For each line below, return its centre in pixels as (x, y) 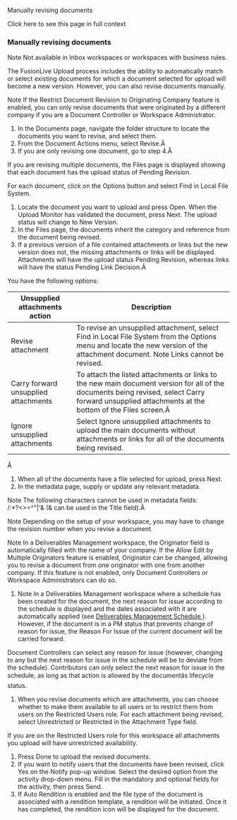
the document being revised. (59, 237)
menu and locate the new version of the (142, 345)
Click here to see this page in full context (67, 24)
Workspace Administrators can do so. (62, 580)
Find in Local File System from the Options (147, 337)
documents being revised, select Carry (141, 393)
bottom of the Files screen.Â (123, 410)
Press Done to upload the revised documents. (84, 757)
